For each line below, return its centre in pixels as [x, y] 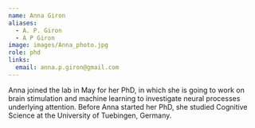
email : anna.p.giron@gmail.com [67, 68]
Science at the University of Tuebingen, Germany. [90, 115]
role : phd [25, 52]
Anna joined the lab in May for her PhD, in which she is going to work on [126, 90]
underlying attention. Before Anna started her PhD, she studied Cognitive [128, 107]
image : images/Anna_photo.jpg [59, 45]
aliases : [23, 23]
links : [19, 60]
